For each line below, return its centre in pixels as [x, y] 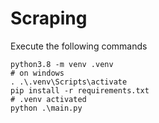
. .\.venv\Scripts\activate [69, 82]
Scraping [49, 18]
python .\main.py [46, 108]
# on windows [37, 73]
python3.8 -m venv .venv [62, 64]
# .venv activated [48, 99]
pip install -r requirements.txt [80, 90]
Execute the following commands [79, 46]
